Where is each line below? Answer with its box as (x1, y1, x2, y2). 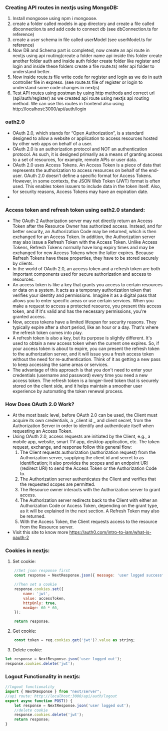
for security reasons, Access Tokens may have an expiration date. (12, 189, 148, 195)
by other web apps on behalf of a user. (12, 140, 92, 146)
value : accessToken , (23, 596, 66, 601)
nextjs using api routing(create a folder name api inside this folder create (12, 53, 162, 59)
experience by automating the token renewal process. (12, 388, 123, 394)
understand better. (12, 69, 51, 75)
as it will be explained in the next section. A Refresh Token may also (19, 508, 160, 514)
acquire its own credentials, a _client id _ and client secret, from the (12, 418, 151, 424)
